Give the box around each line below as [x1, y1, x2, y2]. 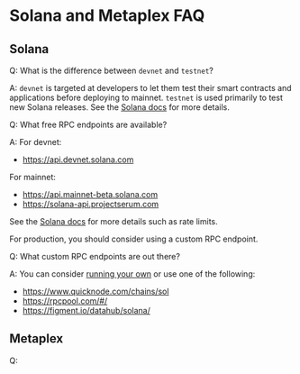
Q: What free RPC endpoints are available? [9, 119, 168, 130]
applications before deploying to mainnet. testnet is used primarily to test [9, 92, 284, 103]
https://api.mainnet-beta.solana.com [22, 189, 159, 199]
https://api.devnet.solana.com [22, 154, 134, 165]
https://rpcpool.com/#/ [22, 296, 108, 306]
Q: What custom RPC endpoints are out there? [9, 251, 180, 261]
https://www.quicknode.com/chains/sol [22, 286, 169, 296]
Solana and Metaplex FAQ [9, 5, 205, 26]
